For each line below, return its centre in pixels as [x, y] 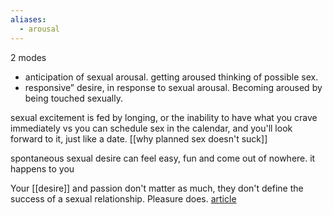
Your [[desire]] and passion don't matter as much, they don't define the [157, 188]
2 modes [28, 57]
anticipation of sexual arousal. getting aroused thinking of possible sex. [171, 77]
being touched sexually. [73, 98]
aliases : [28, 19]
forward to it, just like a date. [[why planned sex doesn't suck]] [139, 138]
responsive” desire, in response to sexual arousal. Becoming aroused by [173, 87]
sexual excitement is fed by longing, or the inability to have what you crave [164, 117]
